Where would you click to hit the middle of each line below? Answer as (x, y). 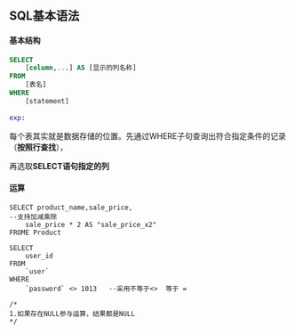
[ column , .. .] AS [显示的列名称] (81, 68)
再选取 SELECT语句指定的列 (59, 166)
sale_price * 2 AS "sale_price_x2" (91, 224)
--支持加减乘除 (33, 216)
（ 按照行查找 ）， (39, 147)
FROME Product (36, 232)
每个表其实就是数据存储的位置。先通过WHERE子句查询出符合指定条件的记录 (148, 135)
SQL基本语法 (44, 16)
